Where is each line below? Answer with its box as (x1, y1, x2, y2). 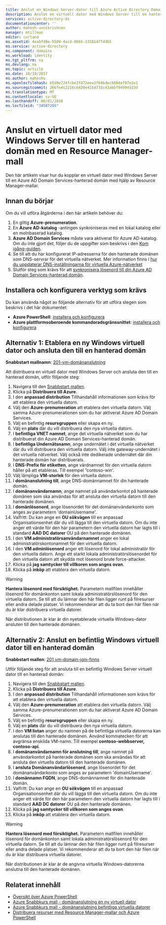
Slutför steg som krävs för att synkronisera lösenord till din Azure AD (12, 266, 152, 272)
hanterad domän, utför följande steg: (5, 374, 80, 380)
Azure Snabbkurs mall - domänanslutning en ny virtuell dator (12, 899, 136, 905)
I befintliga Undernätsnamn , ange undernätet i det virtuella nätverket (12, 441, 154, 447)
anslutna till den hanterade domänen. (5, 866, 81, 872)
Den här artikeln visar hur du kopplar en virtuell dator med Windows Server (5, 172, 158, 178)
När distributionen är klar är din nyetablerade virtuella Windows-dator (5, 616, 147, 622)
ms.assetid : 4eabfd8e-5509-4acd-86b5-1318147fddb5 (5, 39, 112, 44)
